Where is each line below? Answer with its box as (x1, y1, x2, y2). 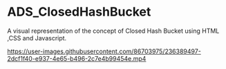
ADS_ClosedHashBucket (7, 4, 151, 20)
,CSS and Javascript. (7, 33, 67, 42)
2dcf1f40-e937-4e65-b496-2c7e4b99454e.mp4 (7, 54, 147, 62)
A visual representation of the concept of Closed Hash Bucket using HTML (7, 27, 220, 35)
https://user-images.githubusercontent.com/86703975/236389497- (7, 47, 202, 55)
